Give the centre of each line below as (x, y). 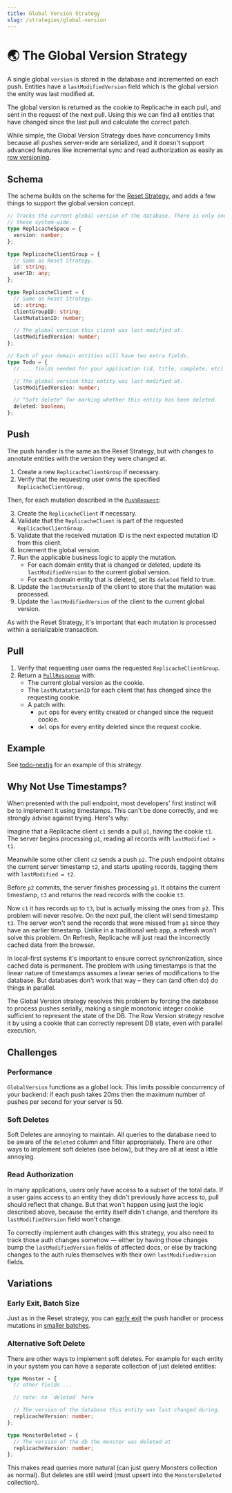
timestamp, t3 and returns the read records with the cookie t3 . (96, 895)
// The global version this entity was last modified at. (99, 381)
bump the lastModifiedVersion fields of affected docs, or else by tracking (112, 1247)
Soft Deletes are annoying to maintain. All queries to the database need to (112, 1135)
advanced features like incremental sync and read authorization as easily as (115, 150)
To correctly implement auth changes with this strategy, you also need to (111, 1232)
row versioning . (29, 158)
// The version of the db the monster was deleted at (92, 1442)
